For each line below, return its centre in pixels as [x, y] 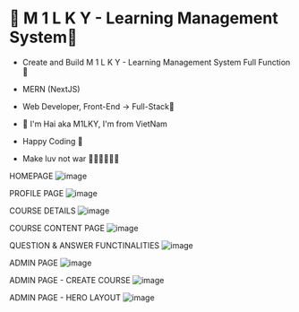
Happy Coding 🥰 [52, 141]
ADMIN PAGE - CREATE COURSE [70, 280]
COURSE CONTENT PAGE [57, 228]
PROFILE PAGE [37, 193]
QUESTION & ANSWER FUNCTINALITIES [85, 245]
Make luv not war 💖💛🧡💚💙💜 [71, 158]
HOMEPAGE [31, 176]
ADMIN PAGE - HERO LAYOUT [65, 297]
